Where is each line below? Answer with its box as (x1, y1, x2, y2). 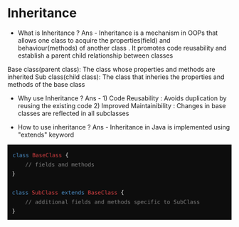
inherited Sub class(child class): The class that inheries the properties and (7, 73, 225, 81)
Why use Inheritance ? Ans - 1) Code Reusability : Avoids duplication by (17, 94, 227, 102)
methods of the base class (7, 80, 85, 88)
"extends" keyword (17, 130, 75, 139)
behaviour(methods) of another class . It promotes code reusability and (17, 43, 227, 52)
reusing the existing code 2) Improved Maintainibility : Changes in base (17, 101, 226, 110)
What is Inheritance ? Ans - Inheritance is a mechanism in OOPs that (17, 28, 218, 37)
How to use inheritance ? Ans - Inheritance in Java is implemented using (17, 122, 230, 131)
